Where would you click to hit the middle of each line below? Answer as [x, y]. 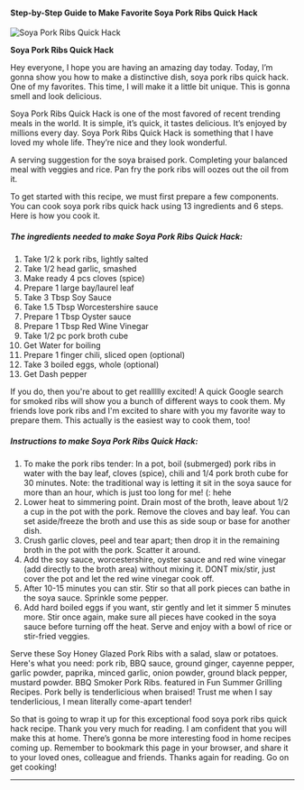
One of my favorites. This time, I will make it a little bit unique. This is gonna [150, 87]
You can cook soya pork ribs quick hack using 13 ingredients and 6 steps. [147, 207]
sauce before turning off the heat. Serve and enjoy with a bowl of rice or [157, 627]
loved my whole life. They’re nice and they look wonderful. [119, 142]
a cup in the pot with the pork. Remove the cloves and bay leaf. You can [157, 512]
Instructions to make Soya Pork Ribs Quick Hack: [104, 441]
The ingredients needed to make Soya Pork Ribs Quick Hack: [126, 236]
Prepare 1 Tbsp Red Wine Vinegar [86, 326]
